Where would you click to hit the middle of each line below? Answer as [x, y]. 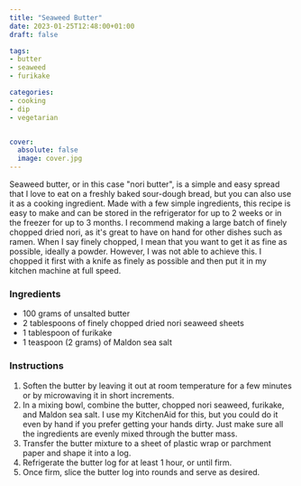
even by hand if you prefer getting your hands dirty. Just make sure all [153, 424]
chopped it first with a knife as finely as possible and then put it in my [138, 261]
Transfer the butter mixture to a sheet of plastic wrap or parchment [147, 443]
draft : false [34, 34]
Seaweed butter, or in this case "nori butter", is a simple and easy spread [145, 184]
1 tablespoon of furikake [67, 333]
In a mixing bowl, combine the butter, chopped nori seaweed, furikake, [153, 405]
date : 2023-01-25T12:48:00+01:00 [72, 26]
